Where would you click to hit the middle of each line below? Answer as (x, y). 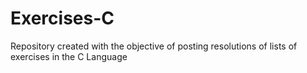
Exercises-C (62, 18)
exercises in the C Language (69, 56)
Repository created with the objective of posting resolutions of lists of (154, 46)
